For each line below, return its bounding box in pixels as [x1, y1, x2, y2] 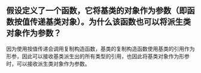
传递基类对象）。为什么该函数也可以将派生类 [29, 17, 191, 27]
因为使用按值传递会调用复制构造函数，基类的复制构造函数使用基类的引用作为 [6, 45, 195, 52]
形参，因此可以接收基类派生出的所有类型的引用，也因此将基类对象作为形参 [6, 53, 190, 60]
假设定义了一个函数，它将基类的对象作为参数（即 [6, 5, 187, 16]
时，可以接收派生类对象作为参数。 [6, 60, 90, 67]
